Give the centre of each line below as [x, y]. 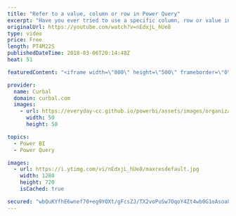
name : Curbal [33, 91]
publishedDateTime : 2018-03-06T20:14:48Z [69, 53]
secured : [20, 201]
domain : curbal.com [42, 98]
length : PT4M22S [31, 46]
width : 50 [40, 118]
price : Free [25, 40]
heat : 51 [20, 60]
